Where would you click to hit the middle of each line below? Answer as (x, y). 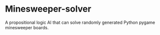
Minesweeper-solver (48, 9)
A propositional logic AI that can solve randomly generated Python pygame (80, 22)
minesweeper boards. (27, 27)
